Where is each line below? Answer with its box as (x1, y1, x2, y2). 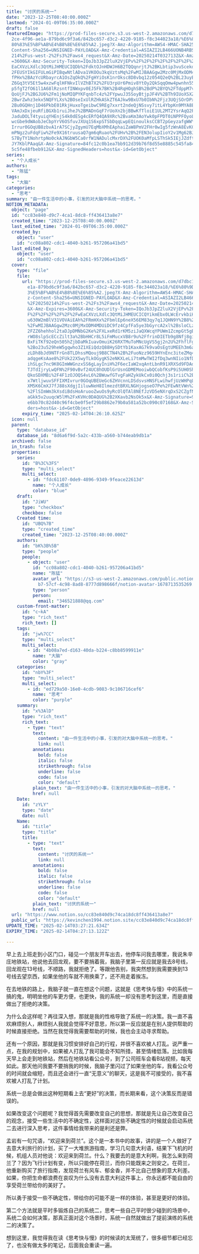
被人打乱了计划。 (11, 1077, 53, 1084)
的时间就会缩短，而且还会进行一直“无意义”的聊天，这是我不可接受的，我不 (6, 1070, 188, 1077)
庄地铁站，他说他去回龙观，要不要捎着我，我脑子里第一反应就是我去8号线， (6, 958, 191, 965)
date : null (21, 813, 49, 819)
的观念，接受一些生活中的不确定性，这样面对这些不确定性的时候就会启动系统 (6, 1117, 193, 1124)
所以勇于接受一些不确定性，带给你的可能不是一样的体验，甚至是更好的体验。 (6, 1194, 193, 1201)
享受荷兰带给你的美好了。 (6, 1181, 69, 1188)
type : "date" (21, 807, 54, 813)
